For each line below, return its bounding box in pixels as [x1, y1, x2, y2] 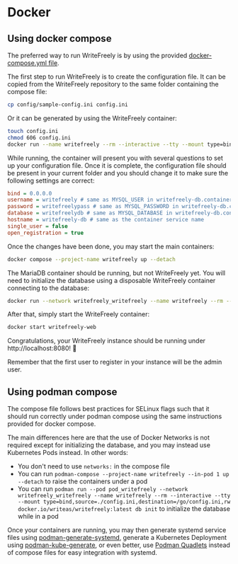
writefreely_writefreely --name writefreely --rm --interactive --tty [17, 493, 231, 500]
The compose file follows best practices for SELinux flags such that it [7, 405, 210, 413]
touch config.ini [7, 127, 59, 134]
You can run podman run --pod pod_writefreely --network [17, 485, 188, 493]
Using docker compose [7, 33, 112, 45]
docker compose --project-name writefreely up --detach [7, 255, 176, 263]
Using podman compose [7, 386, 118, 398]
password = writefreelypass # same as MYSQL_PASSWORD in [7, 203, 179, 210]
